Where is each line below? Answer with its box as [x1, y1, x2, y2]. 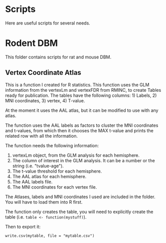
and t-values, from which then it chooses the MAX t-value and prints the [5, 127, 154, 133]
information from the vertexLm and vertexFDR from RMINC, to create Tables [5, 87, 162, 93]
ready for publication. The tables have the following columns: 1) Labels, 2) [5, 92, 157, 98]
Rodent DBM [5, 37, 58, 49]
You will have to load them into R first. [5, 199, 83, 205]
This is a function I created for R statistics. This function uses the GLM [5, 81, 150, 88]
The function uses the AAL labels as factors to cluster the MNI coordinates [5, 122, 159, 128]
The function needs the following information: [5, 142, 99, 148]
